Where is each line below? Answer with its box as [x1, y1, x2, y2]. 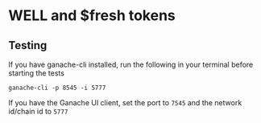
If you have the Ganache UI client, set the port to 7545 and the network [8, 98, 242, 107]
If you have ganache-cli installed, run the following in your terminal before [8, 59, 254, 69]
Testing [8, 39, 48, 52]
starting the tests [8, 68, 64, 78]
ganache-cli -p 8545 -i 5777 [8, 84, 106, 92]
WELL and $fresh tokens [8, 6, 176, 25]
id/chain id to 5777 [8, 107, 68, 116]
